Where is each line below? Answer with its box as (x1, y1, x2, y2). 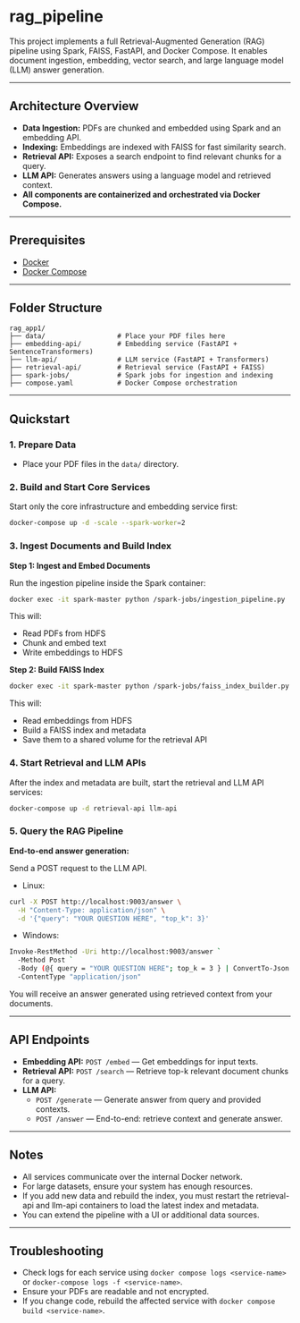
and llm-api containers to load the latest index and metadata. (35, 1200, 260, 1210)
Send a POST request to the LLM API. (9, 862, 147, 873)
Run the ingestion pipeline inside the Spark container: (9, 577, 206, 588)
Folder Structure (9, 300, 103, 315)
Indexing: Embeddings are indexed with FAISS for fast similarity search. (21, 141, 287, 152)
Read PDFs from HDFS (21, 628, 106, 639)
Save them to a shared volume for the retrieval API (21, 734, 208, 745)
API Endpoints (9, 1032, 90, 1047)
